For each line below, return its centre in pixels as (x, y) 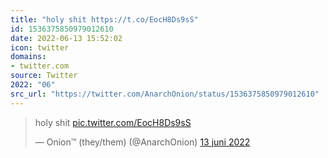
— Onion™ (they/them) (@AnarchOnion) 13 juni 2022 (142, 142)
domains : (28, 57)
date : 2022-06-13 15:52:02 (66, 38)
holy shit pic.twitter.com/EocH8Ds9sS (113, 122)
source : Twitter (44, 76)
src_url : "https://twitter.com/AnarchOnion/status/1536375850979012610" (165, 94)
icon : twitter (40, 47)
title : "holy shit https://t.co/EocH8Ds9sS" (104, 19)
